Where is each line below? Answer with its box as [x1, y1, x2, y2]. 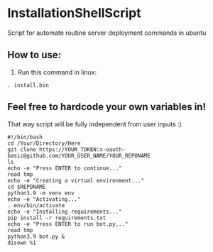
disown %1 [7, 239, 37, 246]
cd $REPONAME [7, 183, 46, 190]
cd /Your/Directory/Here [7, 140, 81, 147]
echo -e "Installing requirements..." [7, 208, 122, 215]
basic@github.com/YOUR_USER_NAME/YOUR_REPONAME [7, 152, 151, 159]
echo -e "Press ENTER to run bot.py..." [7, 220, 129, 228]
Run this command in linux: [17, 67, 97, 76]
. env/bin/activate [7, 202, 65, 209]
